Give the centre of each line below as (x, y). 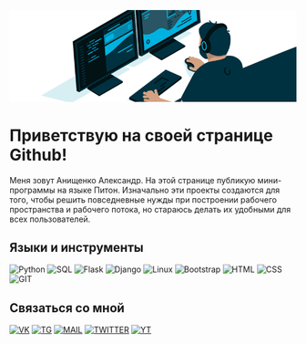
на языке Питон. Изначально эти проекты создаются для (168, 190)
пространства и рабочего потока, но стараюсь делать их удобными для (150, 209)
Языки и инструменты (76, 247)
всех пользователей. (50, 219)
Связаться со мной (67, 308)
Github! (38, 155)
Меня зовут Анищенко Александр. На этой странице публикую (133, 180)
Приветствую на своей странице (141, 136)
